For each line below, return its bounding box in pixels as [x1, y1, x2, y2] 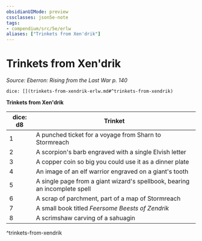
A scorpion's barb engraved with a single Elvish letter [35, 148, 186, 156]
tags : [6, 20, 20, 26]
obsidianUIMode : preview [6, 8, 69, 15]
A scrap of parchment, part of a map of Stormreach [35, 194, 181, 203]
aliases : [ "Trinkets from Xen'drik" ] [6, 31, 101, 37]
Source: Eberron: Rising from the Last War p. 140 [6, 77, 128, 84]
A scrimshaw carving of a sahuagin [35, 214, 135, 222]
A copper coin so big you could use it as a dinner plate [35, 158, 189, 166]
